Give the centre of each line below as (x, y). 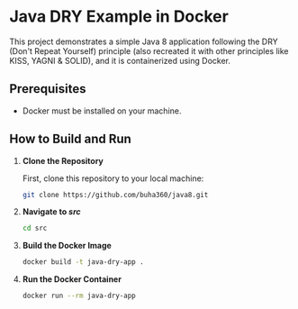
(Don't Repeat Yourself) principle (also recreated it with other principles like (149, 50)
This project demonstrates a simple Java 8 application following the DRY (144, 41)
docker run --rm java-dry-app (79, 296)
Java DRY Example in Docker (119, 17)
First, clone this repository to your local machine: (113, 178)
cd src (35, 228)
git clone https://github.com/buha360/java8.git (115, 195)
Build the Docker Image (67, 246)
